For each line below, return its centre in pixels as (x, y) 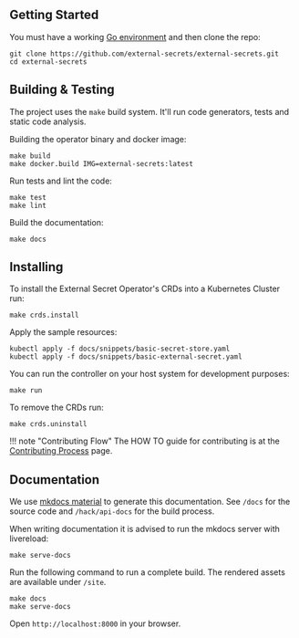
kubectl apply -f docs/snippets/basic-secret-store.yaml (120, 349)
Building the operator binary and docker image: (98, 139)
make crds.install (44, 315)
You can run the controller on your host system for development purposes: (149, 374)
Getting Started (54, 15)
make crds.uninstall (49, 424)
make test (28, 197)
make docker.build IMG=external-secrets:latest (102, 163)
